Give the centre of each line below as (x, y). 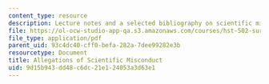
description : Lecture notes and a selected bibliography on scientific (130, 23)
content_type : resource (48, 16)
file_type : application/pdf (55, 38)
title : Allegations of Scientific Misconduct (85, 61)
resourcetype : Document (48, 53)
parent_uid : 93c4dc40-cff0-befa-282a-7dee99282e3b (94, 46)
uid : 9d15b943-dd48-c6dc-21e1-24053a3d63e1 (82, 68)
